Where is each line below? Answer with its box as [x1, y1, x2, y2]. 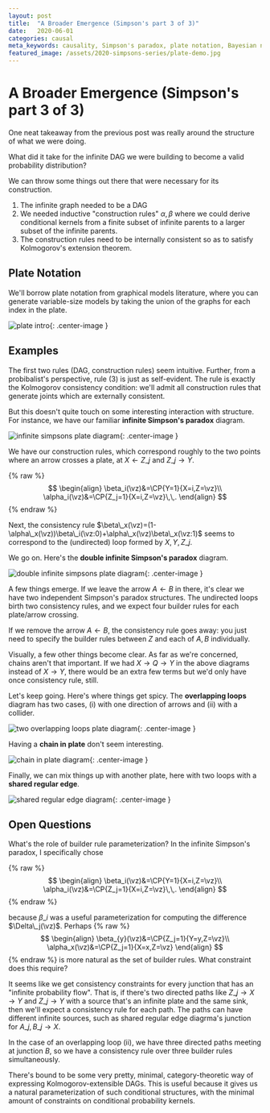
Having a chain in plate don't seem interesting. [8, 739, 164, 749]
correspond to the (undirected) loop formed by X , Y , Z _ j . [8, 537, 193, 546]
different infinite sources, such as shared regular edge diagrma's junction [8, 1013, 252, 1024]
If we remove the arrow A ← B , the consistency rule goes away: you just [8, 625, 247, 635]
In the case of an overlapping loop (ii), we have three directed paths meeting [8, 1037, 262, 1048]
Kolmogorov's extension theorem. [19, 243, 133, 252]
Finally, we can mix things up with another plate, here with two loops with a [8, 770, 257, 780]
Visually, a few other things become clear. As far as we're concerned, [8, 650, 239, 659]
